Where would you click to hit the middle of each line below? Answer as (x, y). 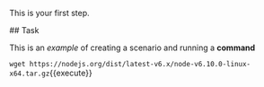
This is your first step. (49, 13)
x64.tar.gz (30, 74)
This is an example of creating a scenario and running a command (132, 48)
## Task (24, 30)
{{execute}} (70, 73)
